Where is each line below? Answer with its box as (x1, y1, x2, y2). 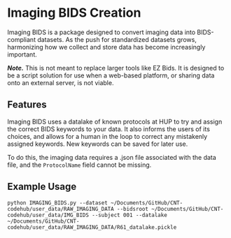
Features (7, 99, 47, 111)
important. (7, 50, 37, 59)
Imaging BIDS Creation (7, 5, 141, 21)
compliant (7, 35, 36, 43)
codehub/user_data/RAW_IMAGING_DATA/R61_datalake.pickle (7, 223, 177, 231)
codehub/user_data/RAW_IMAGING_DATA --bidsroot (7, 205, 149, 212)
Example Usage (7, 181, 77, 193)
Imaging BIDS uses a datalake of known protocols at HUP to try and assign (7, 117, 223, 126)
